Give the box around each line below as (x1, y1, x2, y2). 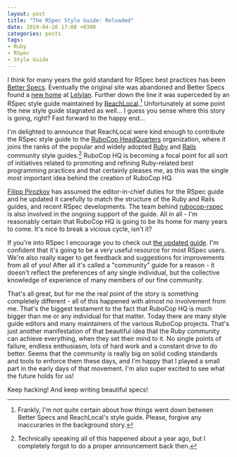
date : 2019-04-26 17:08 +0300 (7, 23, 97, 30)
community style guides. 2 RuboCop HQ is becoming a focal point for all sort (7, 150, 228, 160)
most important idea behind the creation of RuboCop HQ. (7, 174, 174, 182)
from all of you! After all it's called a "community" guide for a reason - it (7, 261, 215, 270)
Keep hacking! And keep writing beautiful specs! (7, 385, 148, 394)
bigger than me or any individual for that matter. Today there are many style (7, 312, 227, 320)
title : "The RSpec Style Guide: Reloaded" (7, 17, 134, 24)
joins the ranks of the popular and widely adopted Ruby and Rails (7, 142, 196, 151)
